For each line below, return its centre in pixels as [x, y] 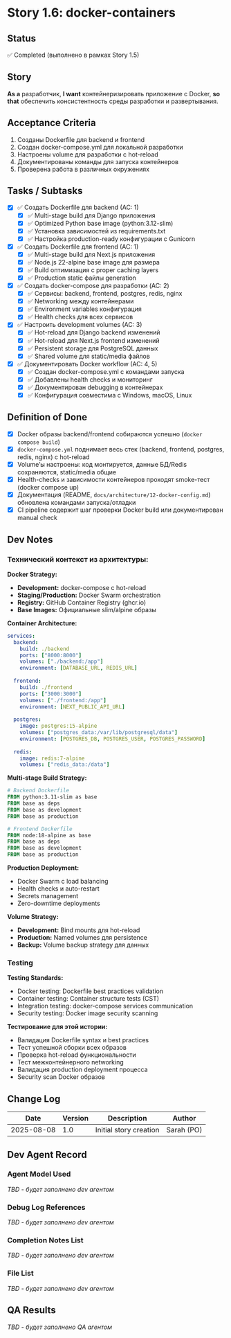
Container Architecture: [42, 623]
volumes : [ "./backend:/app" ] [62, 662]
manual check [37, 518]
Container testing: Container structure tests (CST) [88, 999]
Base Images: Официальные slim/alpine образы [87, 609]
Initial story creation [127, 1130]
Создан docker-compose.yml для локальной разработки [100, 147]
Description [127, 1118]
